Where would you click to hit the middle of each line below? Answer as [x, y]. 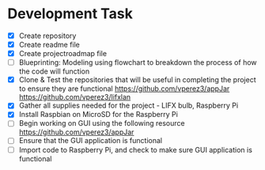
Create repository [47, 36]
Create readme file [49, 45]
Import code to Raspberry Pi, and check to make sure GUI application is [135, 149]
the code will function [54, 71]
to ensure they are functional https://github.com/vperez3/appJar [124, 89]
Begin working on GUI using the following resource [102, 123]
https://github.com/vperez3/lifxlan [75, 97]
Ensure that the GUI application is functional [91, 141]
